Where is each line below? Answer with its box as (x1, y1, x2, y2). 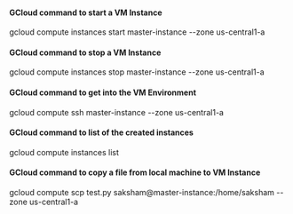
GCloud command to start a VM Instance (9, 7, 162, 18)
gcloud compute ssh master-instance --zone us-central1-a (9, 107, 225, 117)
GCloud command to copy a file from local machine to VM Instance (9, 167, 261, 178)
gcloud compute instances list (9, 147, 120, 157)
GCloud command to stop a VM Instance (9, 47, 162, 58)
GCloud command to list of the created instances (9, 127, 194, 138)
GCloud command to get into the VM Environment (9, 87, 197, 98)
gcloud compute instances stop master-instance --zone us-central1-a (9, 67, 265, 77)
